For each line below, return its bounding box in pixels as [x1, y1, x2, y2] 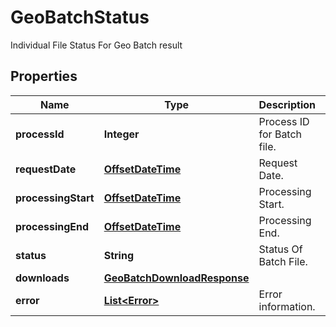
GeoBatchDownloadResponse [103, 271, 250, 285]
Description [258, 97, 316, 111]
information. [258, 299, 316, 313]
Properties [10, 68, 78, 85]
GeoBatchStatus [10, 6, 150, 29]
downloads [15, 271, 70, 285]
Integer [103, 127, 140, 141]
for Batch [258, 127, 303, 141]
